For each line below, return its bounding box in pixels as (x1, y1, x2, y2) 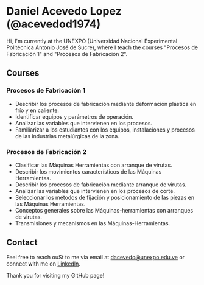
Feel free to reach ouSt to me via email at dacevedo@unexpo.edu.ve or (6, 253, 185, 261)
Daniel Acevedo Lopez (6, 4, 122, 18)
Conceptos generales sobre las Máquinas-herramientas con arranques (15, 206, 194, 214)
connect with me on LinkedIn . (6, 260, 80, 267)
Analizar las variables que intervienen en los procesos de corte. (15, 187, 175, 194)
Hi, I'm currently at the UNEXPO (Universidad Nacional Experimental (6, 37, 178, 44)
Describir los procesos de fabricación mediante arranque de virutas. (15, 181, 187, 188)
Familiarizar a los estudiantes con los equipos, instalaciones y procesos (15, 126, 195, 133)
